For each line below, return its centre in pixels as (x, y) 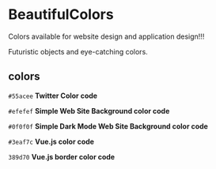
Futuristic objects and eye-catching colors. (78, 51)
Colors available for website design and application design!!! (106, 36)
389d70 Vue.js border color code (62, 156)
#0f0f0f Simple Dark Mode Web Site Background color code (108, 126)
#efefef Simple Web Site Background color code (89, 111)
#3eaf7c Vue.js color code (51, 141)
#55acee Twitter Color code (53, 96)
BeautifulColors (61, 15)
